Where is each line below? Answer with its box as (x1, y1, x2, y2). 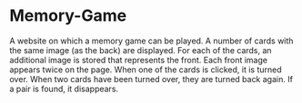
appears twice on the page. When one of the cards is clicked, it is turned (9, 64, 282, 75)
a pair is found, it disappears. (9, 83, 119, 94)
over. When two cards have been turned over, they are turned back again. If (9, 73, 294, 84)
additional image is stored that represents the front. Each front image (9, 54, 268, 65)
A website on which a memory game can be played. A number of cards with (9, 35, 294, 46)
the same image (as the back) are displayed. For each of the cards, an (9, 44, 272, 55)
